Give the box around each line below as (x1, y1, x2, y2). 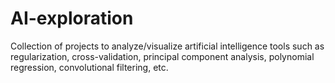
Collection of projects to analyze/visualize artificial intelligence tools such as (10, 40, 325, 52)
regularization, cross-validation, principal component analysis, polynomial (10, 50, 315, 62)
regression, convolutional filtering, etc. (10, 61, 169, 73)
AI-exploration (10, 7, 134, 30)
